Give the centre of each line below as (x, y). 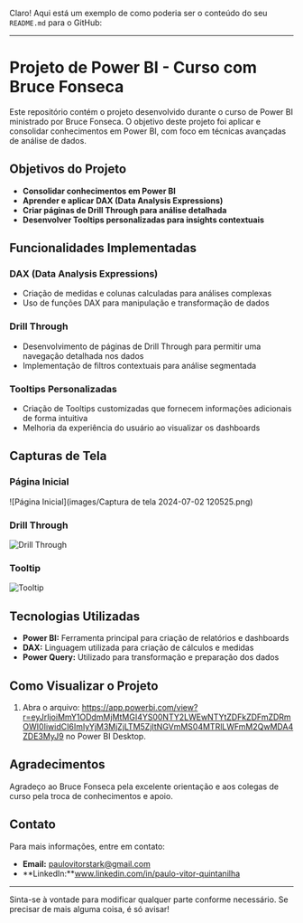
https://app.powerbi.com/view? (140, 707)
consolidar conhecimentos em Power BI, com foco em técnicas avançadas (148, 131)
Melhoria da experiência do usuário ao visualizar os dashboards (141, 428)
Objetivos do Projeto (68, 170)
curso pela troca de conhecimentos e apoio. (91, 796)
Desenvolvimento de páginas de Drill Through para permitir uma (142, 346)
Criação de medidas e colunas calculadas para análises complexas (147, 294)
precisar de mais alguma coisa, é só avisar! (89, 909)
